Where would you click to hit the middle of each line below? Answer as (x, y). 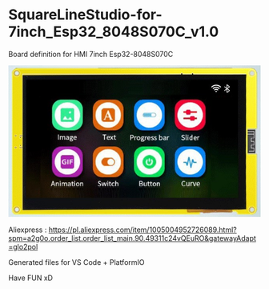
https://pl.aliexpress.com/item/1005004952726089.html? (143, 230)
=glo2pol (23, 247)
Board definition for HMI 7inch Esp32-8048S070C (91, 54)
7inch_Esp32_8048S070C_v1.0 (114, 32)
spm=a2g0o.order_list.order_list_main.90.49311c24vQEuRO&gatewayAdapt (132, 238)
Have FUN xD (31, 278)
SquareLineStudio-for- (85, 15)
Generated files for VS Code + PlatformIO (77, 263)
